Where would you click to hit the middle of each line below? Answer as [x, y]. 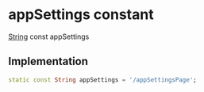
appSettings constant [81, 15]
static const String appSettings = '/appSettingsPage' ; [102, 80]
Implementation [48, 61]
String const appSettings [49, 36]
